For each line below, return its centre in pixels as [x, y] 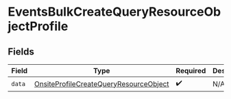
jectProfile [38, 26]
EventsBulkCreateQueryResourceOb [114, 12]
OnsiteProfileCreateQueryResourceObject [102, 84]
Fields [21, 52]
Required [191, 71]
